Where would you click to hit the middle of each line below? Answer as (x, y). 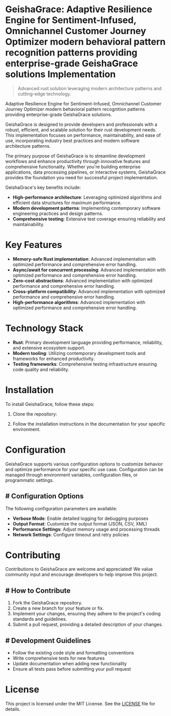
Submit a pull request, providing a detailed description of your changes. (88, 624)
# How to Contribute (38, 590)
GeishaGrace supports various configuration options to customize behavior (84, 464)
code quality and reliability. (41, 369)
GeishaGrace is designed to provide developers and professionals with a (81, 124)
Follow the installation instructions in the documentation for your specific (89, 424)
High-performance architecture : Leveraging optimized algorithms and (87, 197)
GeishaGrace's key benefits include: (43, 187)
